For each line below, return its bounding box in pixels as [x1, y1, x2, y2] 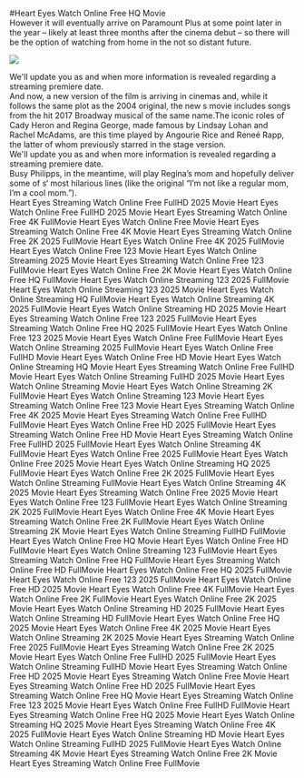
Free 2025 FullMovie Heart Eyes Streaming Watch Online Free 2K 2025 [9, 642, 275, 652]
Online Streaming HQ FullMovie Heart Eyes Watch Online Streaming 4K [9, 294, 275, 304]
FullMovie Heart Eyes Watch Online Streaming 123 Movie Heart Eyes [9, 390, 265, 401]
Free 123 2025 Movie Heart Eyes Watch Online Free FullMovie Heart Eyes [9, 332, 284, 343]
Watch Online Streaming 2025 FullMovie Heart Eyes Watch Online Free [9, 342, 274, 353]
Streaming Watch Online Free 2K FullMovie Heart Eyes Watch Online [9, 516, 265, 527]
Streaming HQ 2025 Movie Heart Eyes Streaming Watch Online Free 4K [9, 719, 277, 730]
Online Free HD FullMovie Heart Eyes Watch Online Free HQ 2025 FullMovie [9, 564, 292, 575]
